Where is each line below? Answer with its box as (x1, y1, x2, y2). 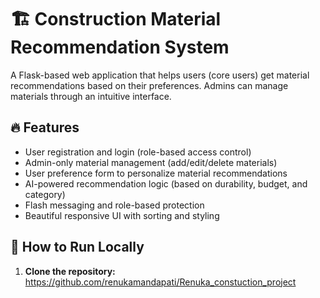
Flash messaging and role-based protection (24, 199, 205, 211)
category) (24, 188, 66, 200)
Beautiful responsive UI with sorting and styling (24, 209, 220, 221)
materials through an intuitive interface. (10, 90, 172, 102)
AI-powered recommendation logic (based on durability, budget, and (24, 177, 308, 190)
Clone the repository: (24, 265, 116, 277)
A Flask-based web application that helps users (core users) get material (10, 69, 310, 81)
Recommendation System (10, 36, 230, 59)
